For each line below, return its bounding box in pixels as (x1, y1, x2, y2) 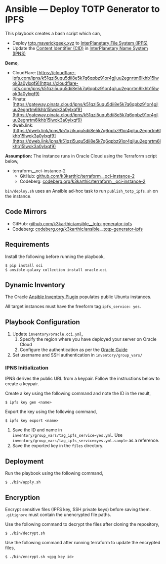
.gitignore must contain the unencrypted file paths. (5, 512, 111, 518)
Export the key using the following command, (5, 409, 97, 414)
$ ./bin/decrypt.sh (5, 531, 45, 536)
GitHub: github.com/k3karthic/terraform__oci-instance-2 (19, 173, 135, 179)
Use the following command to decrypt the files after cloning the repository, (5, 521, 160, 527)
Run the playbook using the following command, (5, 470, 104, 476)
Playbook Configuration (5, 318, 80, 326)
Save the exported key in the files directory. (12, 443, 104, 449)
